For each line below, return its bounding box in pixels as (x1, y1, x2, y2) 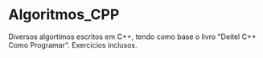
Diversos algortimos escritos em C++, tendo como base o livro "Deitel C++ (8, 32, 257, 41)
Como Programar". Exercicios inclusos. (8, 40, 138, 49)
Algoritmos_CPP (8, 6, 120, 24)
